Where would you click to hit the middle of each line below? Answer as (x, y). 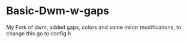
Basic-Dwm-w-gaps (58, 11)
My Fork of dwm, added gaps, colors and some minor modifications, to (94, 27)
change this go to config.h (39, 33)
